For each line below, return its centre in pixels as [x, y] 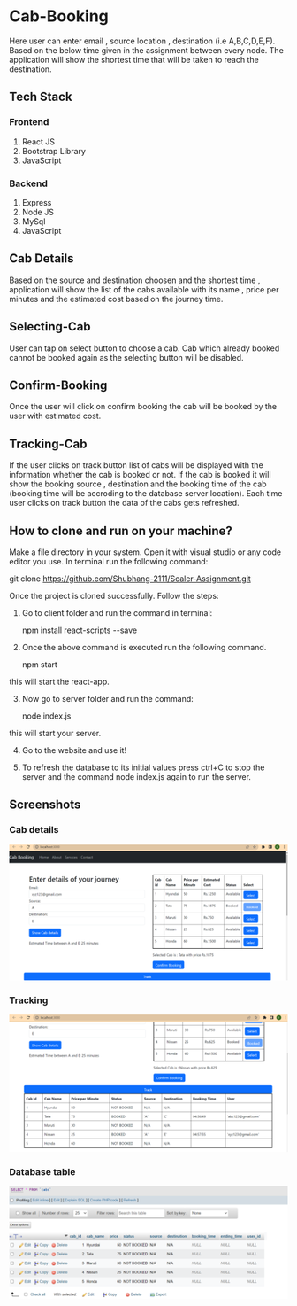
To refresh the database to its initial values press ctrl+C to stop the [143, 767]
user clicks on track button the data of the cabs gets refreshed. [124, 503]
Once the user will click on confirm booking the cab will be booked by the [143, 407]
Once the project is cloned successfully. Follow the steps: [114, 595]
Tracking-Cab [48, 443]
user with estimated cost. [55, 416]
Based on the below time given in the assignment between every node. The [147, 50]
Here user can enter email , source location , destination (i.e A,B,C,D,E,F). [142, 41]
